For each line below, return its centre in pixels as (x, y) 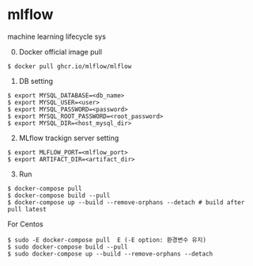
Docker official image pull (60, 51)
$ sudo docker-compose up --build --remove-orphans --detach (110, 254)
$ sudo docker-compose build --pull (68, 247)
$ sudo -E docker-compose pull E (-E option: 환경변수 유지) (107, 240)
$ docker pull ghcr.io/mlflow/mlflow (70, 66)
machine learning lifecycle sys (57, 36)
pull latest (27, 209)
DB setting (36, 81)
